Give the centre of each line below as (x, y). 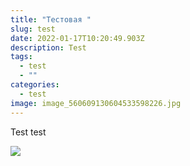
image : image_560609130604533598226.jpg (96, 103)
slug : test (33, 29)
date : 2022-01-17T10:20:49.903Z (77, 38)
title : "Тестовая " (51, 19)
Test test (28, 132)
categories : (35, 85)
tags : (21, 57)
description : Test (48, 47)
